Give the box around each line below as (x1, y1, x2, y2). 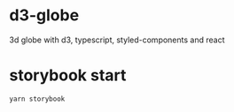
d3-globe (9, 5, 80, 26)
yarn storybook (9, 94, 66, 103)
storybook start (9, 65, 127, 86)
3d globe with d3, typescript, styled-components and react (9, 34, 225, 45)
